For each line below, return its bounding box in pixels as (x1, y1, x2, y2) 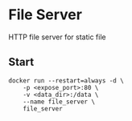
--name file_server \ (23, 98, 95, 106)
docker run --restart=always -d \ (8, 76, 125, 85)
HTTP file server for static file (8, 32, 106, 42)
